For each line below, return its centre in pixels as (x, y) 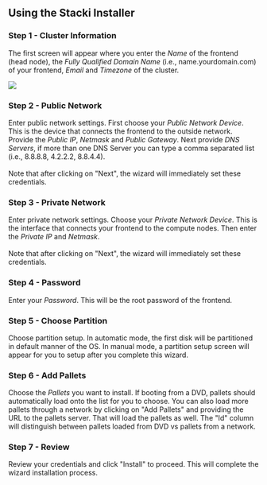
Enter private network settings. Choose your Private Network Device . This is (133, 220)
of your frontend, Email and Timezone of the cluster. (94, 70)
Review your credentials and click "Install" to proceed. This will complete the (133, 464)
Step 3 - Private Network (57, 202)
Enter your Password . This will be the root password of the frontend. (120, 300)
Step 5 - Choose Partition (58, 320)
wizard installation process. (53, 473)
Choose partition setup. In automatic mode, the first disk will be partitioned (131, 338)
